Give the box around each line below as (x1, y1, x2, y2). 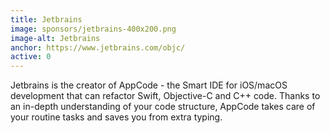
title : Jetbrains (10, 14, 83, 25)
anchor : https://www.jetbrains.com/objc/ (10, 42, 186, 53)
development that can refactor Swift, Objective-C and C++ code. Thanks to (10, 90, 321, 102)
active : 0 (10, 52, 52, 62)
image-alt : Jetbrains (10, 33, 101, 43)
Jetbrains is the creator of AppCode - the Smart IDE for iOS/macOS (10, 79, 288, 91)
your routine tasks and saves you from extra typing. (10, 111, 223, 123)
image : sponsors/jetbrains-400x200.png (10, 24, 177, 34)
